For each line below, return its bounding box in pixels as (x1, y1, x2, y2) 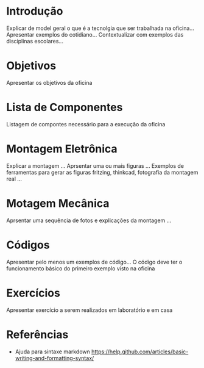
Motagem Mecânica (6, 197, 110, 210)
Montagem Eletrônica (6, 142, 118, 156)
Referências (6, 328, 69, 341)
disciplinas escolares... (6, 37, 64, 45)
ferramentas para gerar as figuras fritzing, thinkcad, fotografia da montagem (6, 168, 199, 176)
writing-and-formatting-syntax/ (15, 354, 94, 361)
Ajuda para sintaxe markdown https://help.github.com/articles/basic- (15, 348, 189, 355)
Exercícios (6, 286, 61, 300)
